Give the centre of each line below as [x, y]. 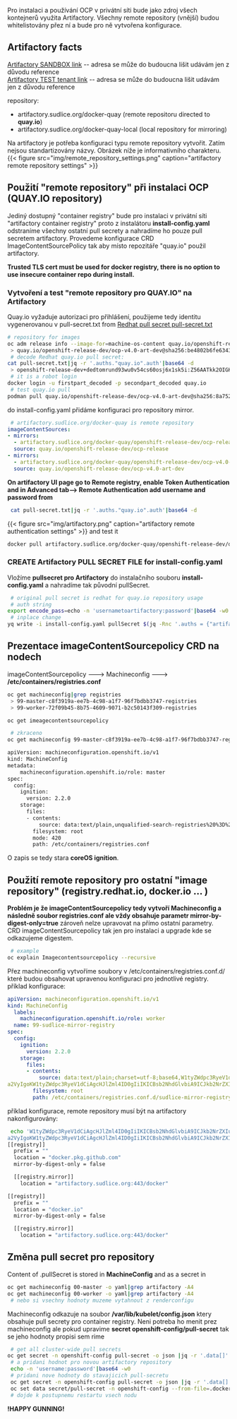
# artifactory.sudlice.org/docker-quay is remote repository [102, 423]
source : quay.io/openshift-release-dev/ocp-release [91, 449]
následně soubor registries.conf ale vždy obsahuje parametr [98, 916]
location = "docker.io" [48, 1209]
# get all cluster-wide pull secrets [66, 1349]
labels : [25, 1012]
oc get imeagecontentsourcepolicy [58, 720]
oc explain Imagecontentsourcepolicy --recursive [82, 957]
